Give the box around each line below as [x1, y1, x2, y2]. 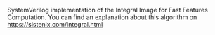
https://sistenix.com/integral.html [7, 21, 103, 28]
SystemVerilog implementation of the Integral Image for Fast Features [7, 6, 209, 14]
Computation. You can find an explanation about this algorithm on [7, 13, 197, 21]
